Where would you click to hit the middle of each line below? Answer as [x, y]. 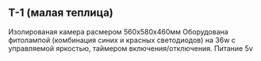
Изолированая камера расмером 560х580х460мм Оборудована [118, 31]
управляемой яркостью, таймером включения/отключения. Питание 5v [131, 48]
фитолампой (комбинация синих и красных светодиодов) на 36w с [122, 40]
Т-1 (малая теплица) [61, 13]
